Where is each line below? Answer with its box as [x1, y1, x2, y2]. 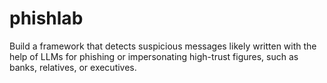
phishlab [9, 7, 84, 30]
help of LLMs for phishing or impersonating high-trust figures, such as [9, 50, 299, 62]
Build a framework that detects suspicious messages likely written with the [9, 40, 317, 52]
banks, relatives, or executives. [9, 61, 137, 73]
